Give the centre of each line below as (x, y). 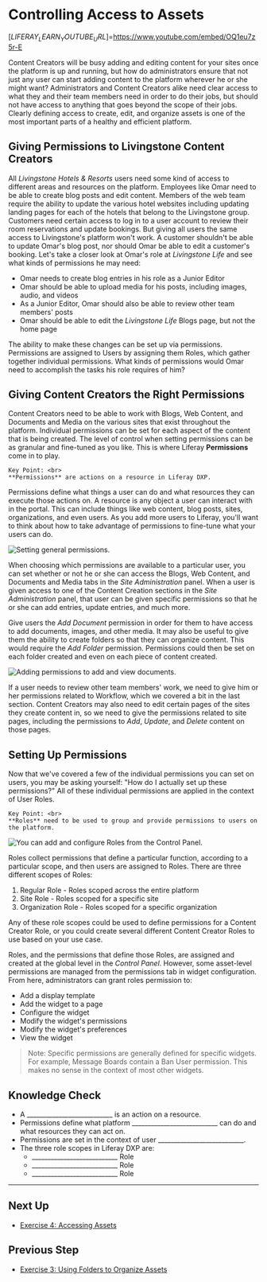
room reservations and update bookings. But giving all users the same (123, 229)
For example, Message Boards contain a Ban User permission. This (137, 1062)
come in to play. (35, 456)
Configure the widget (54, 1012)
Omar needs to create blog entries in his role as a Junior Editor (122, 278)
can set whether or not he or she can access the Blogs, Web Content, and (129, 573)
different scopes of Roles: (50, 875)
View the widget (46, 1038)
